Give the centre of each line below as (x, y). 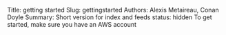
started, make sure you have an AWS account (72, 24)
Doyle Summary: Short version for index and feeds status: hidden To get (110, 17)
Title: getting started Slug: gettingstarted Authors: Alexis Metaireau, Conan (113, 10)
